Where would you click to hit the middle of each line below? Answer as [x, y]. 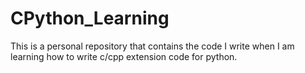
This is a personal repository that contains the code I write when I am [152, 46]
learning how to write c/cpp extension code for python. [124, 56]
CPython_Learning [90, 18]
